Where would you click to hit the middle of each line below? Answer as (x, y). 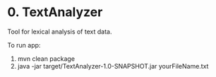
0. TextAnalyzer (55, 12)
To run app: (24, 45)
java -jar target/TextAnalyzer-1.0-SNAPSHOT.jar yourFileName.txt (113, 66)
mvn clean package (46, 58)
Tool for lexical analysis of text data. (60, 31)
